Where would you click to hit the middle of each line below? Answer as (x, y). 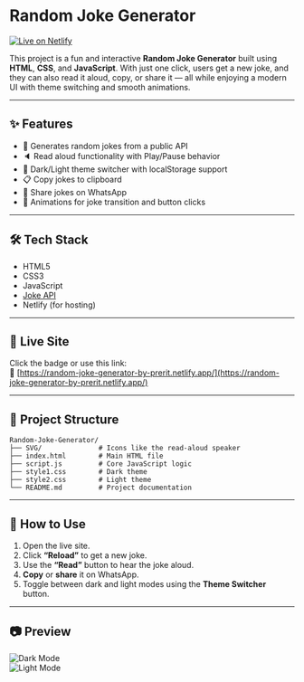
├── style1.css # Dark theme (78, 472)
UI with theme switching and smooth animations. (100, 87)
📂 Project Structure (64, 419)
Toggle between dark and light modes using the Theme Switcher (144, 584)
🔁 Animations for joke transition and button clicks (114, 202)
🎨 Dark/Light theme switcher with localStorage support (125, 169)
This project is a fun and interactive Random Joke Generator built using (143, 58)
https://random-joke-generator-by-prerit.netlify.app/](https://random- (150, 373)
